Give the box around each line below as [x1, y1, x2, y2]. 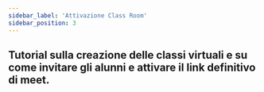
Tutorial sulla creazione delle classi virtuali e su [8, 48, 248, 62]
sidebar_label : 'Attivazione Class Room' [8, 11, 148, 20]
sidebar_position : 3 [8, 19, 77, 27]
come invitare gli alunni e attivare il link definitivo [8, 60, 256, 74]
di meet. [8, 73, 50, 86]
